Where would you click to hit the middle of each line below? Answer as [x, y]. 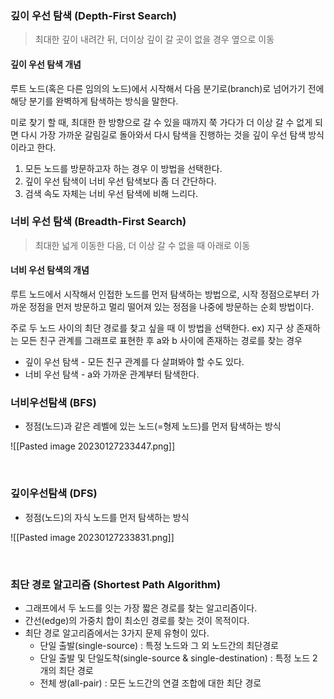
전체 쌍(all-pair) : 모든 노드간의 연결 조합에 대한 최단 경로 [150, 683]
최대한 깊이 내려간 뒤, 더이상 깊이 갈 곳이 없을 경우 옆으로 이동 [154, 39]
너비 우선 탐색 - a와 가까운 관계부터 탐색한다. [112, 374]
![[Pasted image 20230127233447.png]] [93, 446]
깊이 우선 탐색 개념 [46, 64]
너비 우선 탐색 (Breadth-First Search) [98, 222]
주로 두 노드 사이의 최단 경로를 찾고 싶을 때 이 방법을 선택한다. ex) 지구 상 [152, 328]
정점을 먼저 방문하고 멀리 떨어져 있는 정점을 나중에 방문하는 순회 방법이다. [171, 306]
